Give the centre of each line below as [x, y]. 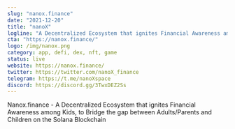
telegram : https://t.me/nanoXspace [59, 78]
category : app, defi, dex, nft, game [62, 53]
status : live [26, 59]
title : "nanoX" [29, 26]
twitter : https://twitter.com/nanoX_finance [73, 72]
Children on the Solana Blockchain [57, 120]
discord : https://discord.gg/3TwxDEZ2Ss [67, 85]
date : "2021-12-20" [36, 20]
